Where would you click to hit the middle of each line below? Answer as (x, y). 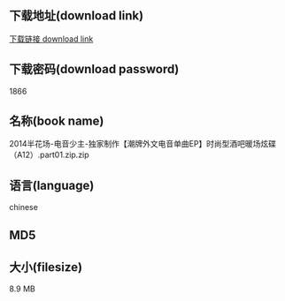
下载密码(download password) (94, 69)
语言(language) (52, 185)
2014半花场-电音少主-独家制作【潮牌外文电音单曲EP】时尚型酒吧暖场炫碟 (143, 144)
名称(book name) (57, 121)
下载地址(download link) (77, 16)
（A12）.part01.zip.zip (50, 155)
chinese (23, 207)
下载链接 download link (51, 39)
